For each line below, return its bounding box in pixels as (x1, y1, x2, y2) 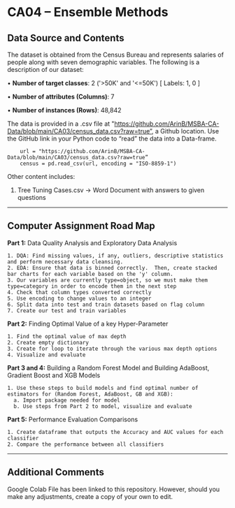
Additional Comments (7, 466, 105, 479)
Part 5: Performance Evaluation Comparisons (7, 415, 138, 423)
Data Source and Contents (7, 32, 124, 44)
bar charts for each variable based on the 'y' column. (7, 270, 173, 277)
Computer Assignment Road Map (7, 220, 155, 232)
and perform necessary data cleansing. (7, 258, 124, 266)
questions (17, 194, 47, 201)
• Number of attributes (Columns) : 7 (7, 92, 115, 101)
